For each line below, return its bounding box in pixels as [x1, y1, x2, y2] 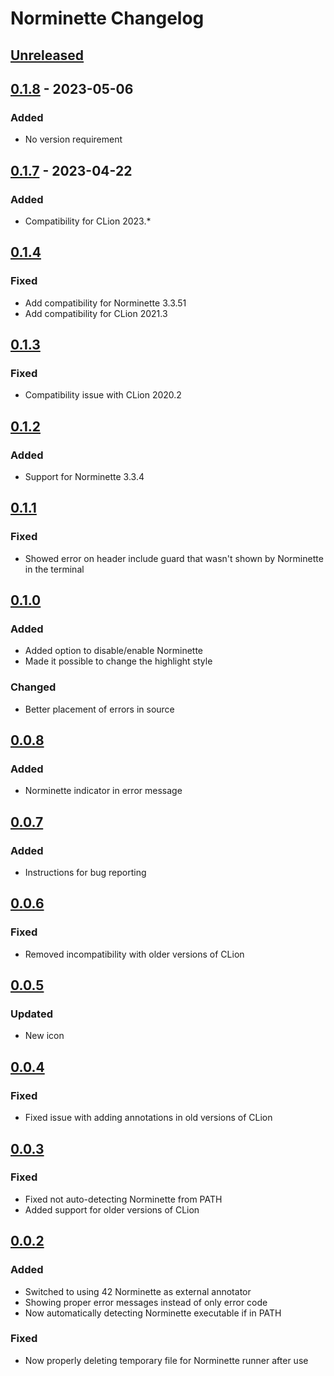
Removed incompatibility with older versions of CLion [24, 948, 245, 960]
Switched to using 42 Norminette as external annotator [24, 1285, 252, 1297]
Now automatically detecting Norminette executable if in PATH [24, 1307, 282, 1319]
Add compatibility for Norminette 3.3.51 [24, 297, 187, 309]
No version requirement [24, 133, 123, 146]
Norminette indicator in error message [24, 785, 183, 797]
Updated [10, 1007, 53, 1021]
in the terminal [24, 563, 85, 575]
